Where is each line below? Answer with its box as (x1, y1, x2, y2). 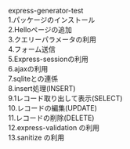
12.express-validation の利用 (8, 123, 100, 132)
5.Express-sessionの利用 (8, 54, 88, 64)
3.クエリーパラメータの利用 (8, 35, 96, 44)
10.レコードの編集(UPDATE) (8, 104, 98, 112)
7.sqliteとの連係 (8, 74, 59, 83)
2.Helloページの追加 (8, 25, 73, 34)
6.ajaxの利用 (8, 64, 49, 73)
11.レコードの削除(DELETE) (8, 113, 95, 122)
